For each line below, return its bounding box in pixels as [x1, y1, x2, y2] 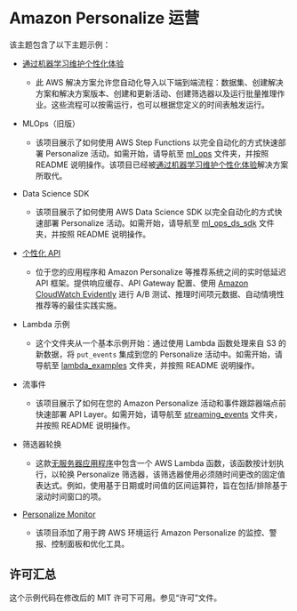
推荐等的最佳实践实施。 [35, 300, 122, 310]
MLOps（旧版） [21, 117, 80, 129]
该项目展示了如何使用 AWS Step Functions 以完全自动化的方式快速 [35, 137, 278, 148]
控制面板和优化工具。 [51, 538, 130, 549]
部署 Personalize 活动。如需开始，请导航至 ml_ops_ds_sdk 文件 [43, 217, 275, 228]
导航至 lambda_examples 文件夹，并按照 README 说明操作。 [35, 359, 260, 370]
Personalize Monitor [21, 509, 96, 519]
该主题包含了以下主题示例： [9, 39, 111, 50]
